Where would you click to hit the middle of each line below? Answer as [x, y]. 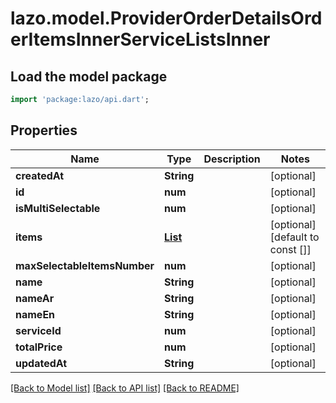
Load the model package [89, 76]
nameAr [35, 298]
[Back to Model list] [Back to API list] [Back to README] [125, 388]
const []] [290, 249]
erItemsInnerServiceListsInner [140, 39]
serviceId [38, 330]
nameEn [35, 314]
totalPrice [39, 347]
